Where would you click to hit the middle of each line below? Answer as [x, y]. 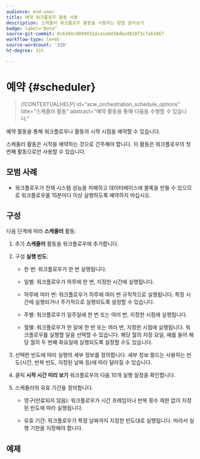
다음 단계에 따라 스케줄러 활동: [41, 231]
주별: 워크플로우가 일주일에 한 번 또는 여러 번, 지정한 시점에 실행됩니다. [106, 315]
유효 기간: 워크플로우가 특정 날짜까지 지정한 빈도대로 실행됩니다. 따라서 [106, 421]
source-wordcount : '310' [37, 45]
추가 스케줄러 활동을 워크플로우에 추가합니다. [67, 244]
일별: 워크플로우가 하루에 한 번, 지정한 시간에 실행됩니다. [89, 282]
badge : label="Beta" [32, 28]
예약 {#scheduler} [51, 87]
